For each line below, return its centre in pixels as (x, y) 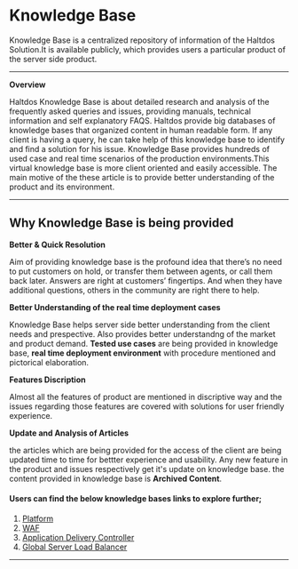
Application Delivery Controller (78, 537)
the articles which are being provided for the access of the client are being (145, 450)
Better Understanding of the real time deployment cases (115, 307)
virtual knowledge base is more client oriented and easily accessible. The (143, 168)
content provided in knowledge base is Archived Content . (116, 478)
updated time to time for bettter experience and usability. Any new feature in (149, 460)
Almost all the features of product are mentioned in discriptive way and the (145, 397)
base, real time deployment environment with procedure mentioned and (143, 353)
